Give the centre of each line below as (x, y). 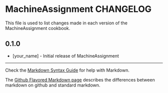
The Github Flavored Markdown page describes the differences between (80, 80)
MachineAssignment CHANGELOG (78, 9)
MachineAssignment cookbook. (38, 28)
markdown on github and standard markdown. (53, 85)
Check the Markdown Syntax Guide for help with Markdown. (67, 70)
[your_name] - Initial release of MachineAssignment (65, 56)
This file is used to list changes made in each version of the (66, 23)
